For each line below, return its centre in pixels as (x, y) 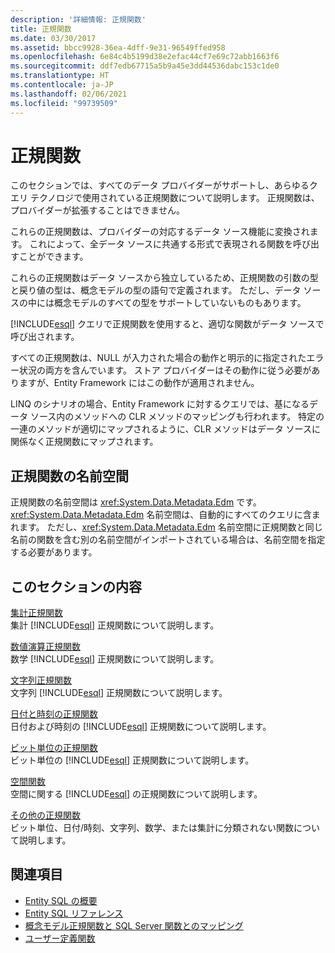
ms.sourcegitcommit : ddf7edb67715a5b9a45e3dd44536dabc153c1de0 (145, 66)
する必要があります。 (54, 552)
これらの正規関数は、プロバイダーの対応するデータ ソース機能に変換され (160, 232)
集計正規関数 (36, 613)
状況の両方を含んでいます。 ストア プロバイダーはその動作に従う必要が (165, 370)
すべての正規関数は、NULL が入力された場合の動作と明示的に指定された (158, 358)
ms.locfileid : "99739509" (64, 103)
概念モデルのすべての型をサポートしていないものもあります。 (180, 303)
